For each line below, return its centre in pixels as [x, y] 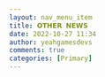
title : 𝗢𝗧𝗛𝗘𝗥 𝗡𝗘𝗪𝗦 [49, 26]
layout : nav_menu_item [51, 17]
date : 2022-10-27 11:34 [53, 34]
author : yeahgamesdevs [51, 42]
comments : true [37, 50]
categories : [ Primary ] [51, 58]
